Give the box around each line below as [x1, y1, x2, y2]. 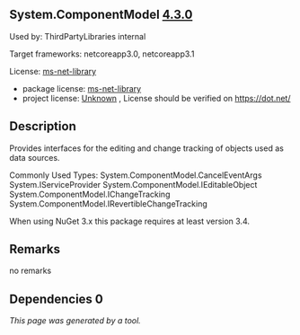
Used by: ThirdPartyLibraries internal [9, 31, 146, 41]
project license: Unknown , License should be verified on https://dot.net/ [22, 93, 291, 103]
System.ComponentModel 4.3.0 [9, 7, 193, 22]
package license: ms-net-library [22, 83, 142, 93]
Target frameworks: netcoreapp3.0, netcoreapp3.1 [9, 48, 195, 59]
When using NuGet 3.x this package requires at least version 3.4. [9, 216, 250, 226]
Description [9, 119, 76, 134]
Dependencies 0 [9, 291, 103, 306]
